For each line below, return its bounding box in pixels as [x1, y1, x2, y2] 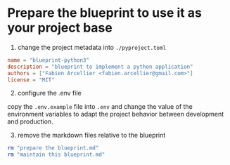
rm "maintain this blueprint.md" [7, 151, 106, 159]
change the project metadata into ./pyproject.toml [17, 43, 167, 51]
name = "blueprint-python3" [7, 56, 90, 64]
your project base [7, 20, 113, 36]
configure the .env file [17, 89, 82, 98]
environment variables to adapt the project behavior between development [7, 110, 224, 119]
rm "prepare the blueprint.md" [7, 145, 99, 152]
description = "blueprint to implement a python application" [7, 63, 193, 70]
